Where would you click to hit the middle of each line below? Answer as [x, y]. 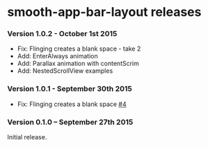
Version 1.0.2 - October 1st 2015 [62, 34]
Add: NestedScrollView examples [65, 71]
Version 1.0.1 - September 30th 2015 [70, 89]
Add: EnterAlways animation [58, 56]
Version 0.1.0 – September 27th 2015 [70, 122]
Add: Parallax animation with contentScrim [78, 64]
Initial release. [27, 137]
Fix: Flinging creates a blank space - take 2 [79, 49]
